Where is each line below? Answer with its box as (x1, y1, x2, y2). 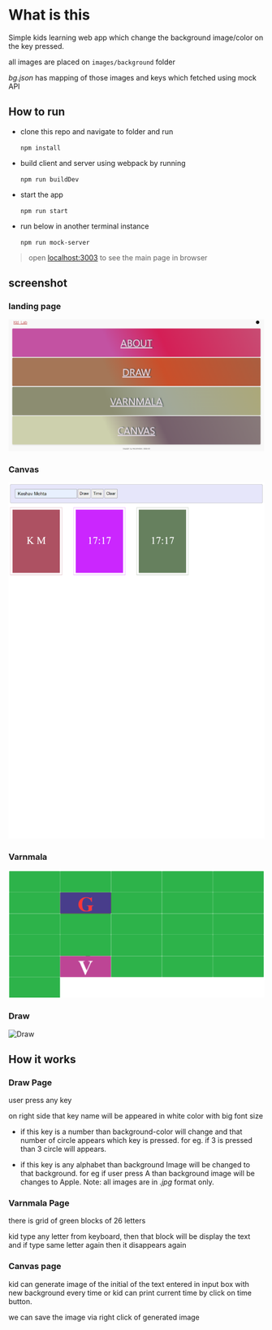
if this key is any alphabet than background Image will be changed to (19, 1160, 250, 1170)
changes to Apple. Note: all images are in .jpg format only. (19, 1177, 214, 1187)
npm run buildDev (19, 175, 80, 184)
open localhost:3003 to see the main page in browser (28, 252, 208, 262)
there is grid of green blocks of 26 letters (8, 1216, 146, 1226)
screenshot (8, 277, 67, 290)
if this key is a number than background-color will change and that (19, 1127, 243, 1136)
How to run (8, 105, 66, 119)
